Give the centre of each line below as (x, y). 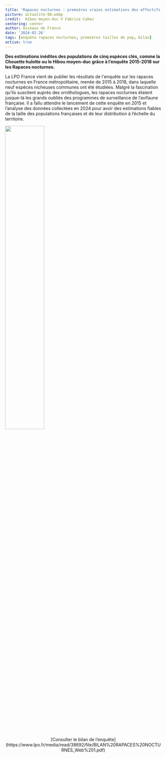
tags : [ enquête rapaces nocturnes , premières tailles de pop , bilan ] (79, 38)
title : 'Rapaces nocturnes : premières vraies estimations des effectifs (83, 10)
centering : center (24, 24)
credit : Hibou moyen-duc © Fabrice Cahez (50, 19)
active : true (19, 42)
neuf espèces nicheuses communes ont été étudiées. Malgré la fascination (82, 87)
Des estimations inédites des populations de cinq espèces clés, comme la (83, 56)
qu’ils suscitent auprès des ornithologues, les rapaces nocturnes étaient (79, 92)
